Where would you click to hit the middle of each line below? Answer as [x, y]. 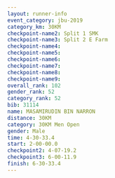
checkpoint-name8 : [34, 72]
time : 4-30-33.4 [31, 137]
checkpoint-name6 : [34, 60]
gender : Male [26, 131]
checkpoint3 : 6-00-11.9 [42, 157]
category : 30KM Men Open [43, 124]
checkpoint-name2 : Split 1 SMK [53, 33]
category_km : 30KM [34, 27]
